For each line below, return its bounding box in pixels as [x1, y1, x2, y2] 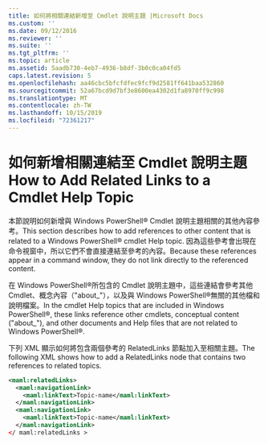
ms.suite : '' [8, 42, 52, 50]
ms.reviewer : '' [8, 34, 63, 43]
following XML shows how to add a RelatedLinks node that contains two [8, 351, 246, 362]
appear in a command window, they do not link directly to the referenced [8, 255, 249, 265]
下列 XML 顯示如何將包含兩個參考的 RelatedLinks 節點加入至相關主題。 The [8, 343, 255, 352]
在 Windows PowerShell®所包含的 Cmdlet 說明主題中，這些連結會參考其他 [8, 280, 254, 290]
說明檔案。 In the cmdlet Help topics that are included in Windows [8, 300, 225, 310]
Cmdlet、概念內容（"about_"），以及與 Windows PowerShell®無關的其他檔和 [8, 290, 261, 300]
